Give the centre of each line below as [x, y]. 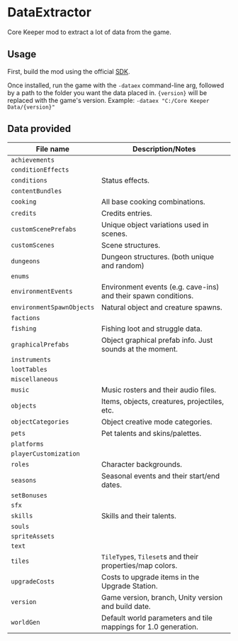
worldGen [25, 622]
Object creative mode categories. [157, 422]
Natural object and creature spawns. [162, 307]
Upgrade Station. [130, 586]
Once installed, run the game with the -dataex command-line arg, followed [116, 85]
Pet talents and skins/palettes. [152, 433]
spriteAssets [33, 536]
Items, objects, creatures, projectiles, [163, 401]
